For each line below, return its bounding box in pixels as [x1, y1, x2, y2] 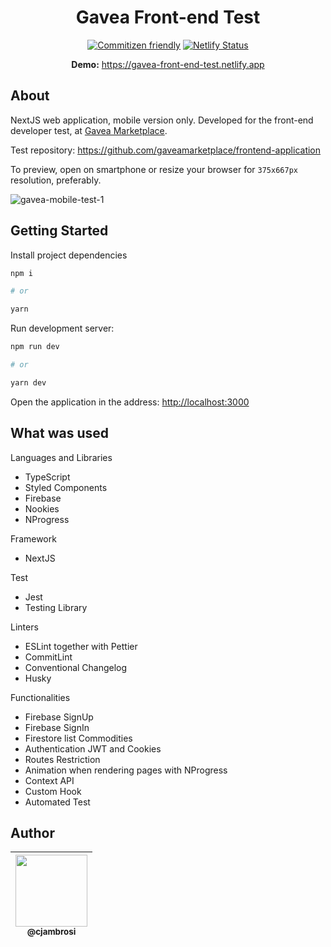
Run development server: [10, 322, 115, 335]
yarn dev [10, 377, 47, 388]
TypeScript [24, 471, 71, 483]
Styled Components [24, 481, 108, 493]
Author [10, 825, 55, 842]
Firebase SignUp [24, 711, 94, 723]
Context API [24, 774, 75, 786]
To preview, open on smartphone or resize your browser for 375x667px [10, 163, 298, 175]
